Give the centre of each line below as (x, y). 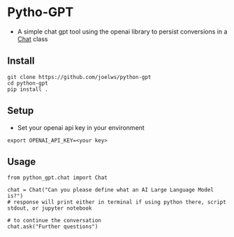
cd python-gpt (28, 83)
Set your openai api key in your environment (81, 127)
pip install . (28, 89)
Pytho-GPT (41, 12)
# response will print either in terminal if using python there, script (117, 202)
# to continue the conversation (54, 221)
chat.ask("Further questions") (53, 227)
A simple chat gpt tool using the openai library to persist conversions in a (122, 31)
